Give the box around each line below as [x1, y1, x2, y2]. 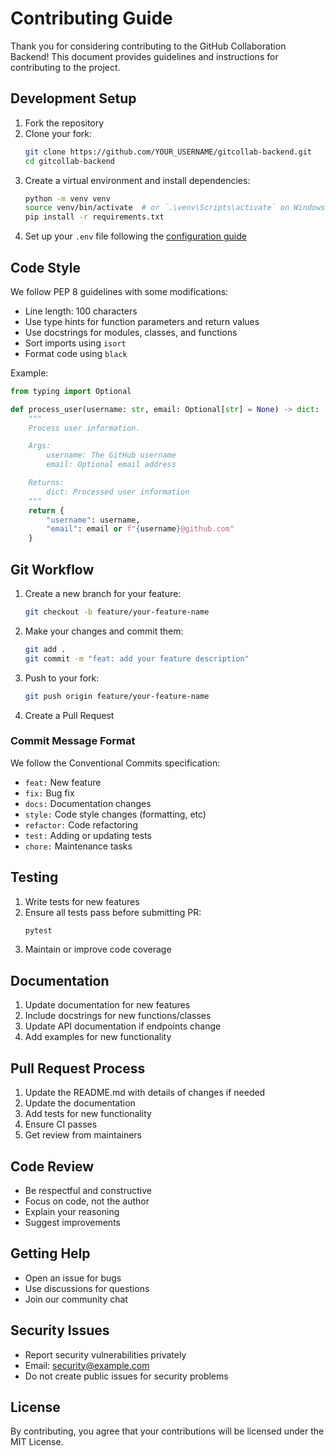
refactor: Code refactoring [24, 818, 138, 831]
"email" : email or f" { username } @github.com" [46, 524, 235, 534]
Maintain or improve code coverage [24, 943, 172, 956]
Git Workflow [10, 561, 95, 578]
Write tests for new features [24, 895, 140, 907]
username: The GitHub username [46, 450, 177, 461]
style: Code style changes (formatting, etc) [24, 808, 207, 820]
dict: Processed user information [46, 487, 190, 497]
